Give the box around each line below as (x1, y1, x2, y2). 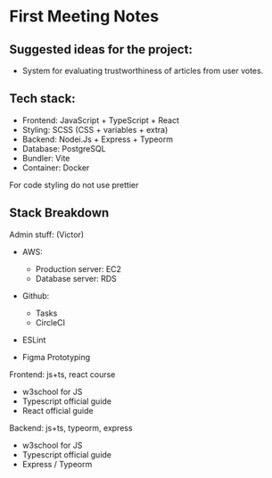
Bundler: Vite (21, 152, 70, 163)
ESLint (21, 334, 46, 345)
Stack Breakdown (9, 205, 110, 220)
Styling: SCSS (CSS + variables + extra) (21, 124, 169, 135)
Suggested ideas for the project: (9, 42, 194, 57)
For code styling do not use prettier (9, 179, 139, 190)
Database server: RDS (35, 273, 118, 284)
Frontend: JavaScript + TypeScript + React (21, 114, 180, 126)
